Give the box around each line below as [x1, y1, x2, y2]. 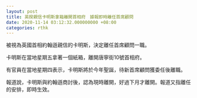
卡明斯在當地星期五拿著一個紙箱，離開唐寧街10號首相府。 [6, 54, 145, 61]
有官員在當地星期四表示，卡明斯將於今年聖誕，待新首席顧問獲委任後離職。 [6, 66, 186, 73]
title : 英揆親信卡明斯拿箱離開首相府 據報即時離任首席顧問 [6, 14, 134, 20]
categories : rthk [6, 24, 49, 31]
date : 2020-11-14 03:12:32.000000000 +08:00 [6, 19, 117, 25]
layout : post [6, 8, 38, 15]
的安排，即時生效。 [6, 86, 53, 93]
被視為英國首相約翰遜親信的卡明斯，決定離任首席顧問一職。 [6, 41, 150, 48]
